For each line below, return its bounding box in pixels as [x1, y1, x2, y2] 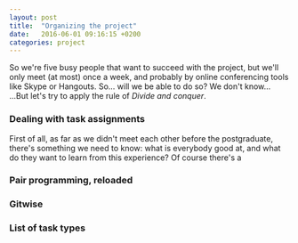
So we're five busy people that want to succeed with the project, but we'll [9, 62, 279, 73]
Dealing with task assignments [9, 113, 145, 126]
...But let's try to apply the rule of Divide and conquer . [9, 91, 206, 101]
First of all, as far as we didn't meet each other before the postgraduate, [9, 133, 274, 143]
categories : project [9, 37, 86, 47]
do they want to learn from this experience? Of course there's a [9, 152, 242, 163]
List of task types [9, 222, 86, 234]
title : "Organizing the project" [9, 21, 138, 30]
